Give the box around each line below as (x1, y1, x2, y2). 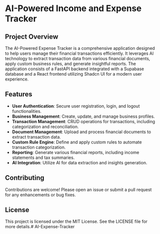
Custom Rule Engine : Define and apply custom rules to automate (12, 139, 142, 145)
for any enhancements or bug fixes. (5, 192, 76, 198)
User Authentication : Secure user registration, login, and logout (12, 103, 140, 109)
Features (5, 90, 32, 98)
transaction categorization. (12, 144, 66, 150)
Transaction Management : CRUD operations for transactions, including (12, 118, 156, 124)
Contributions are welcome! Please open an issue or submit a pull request (5, 187, 152, 192)
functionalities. (12, 108, 42, 114)
